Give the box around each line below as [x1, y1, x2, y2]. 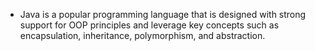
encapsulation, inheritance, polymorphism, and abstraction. [19, 30, 266, 41]
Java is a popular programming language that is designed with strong [19, 9, 307, 20]
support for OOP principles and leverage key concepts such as [19, 19, 280, 31]
